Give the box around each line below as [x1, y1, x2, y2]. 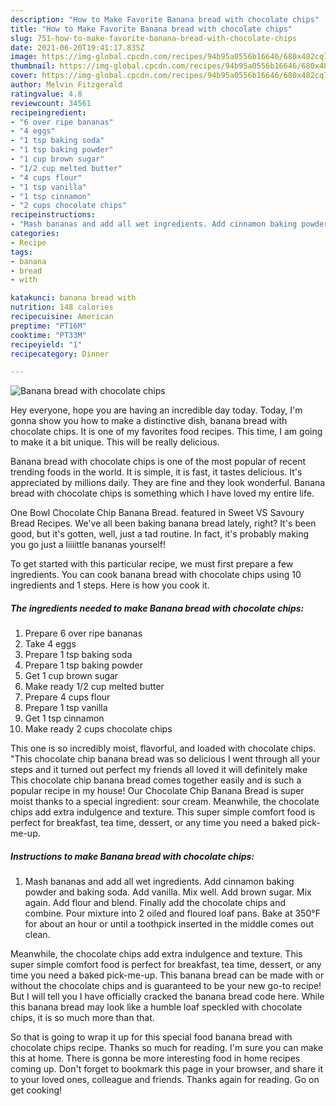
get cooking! [10, 1084, 63, 1096]
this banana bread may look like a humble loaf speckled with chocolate [10, 1001, 303, 1013]
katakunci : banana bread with [10, 293, 137, 303]
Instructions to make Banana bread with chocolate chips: [10, 850, 255, 862]
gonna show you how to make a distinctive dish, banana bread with [10, 415, 288, 427]
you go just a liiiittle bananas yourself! [10, 539, 166, 551]
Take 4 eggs [24, 638, 77, 650]
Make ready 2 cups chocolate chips [24, 723, 173, 735]
